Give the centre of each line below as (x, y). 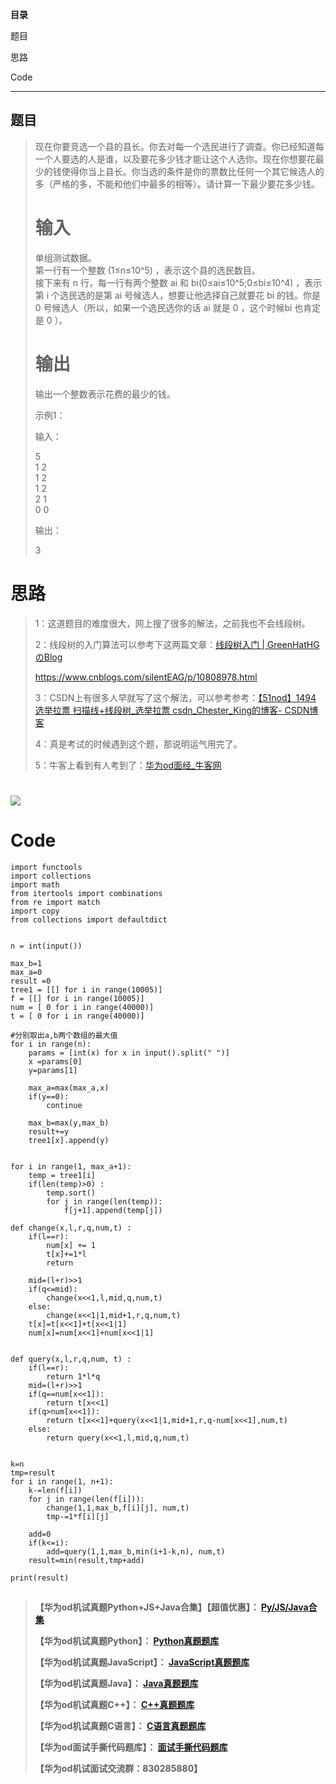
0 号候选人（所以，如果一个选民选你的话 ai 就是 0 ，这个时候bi (163, 307)
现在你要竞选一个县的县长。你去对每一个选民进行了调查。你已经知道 (175, 146)
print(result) (40, 1578)
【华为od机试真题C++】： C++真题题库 (114, 1705)
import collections (51, 876)
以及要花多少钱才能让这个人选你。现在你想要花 (219, 159)
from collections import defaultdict (89, 919)
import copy (35, 911)
